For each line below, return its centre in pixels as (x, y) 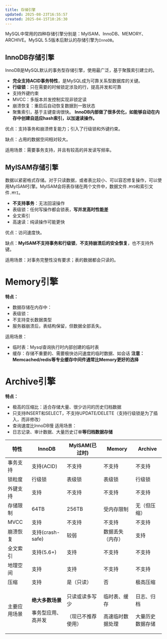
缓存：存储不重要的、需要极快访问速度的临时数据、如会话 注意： (78, 353)
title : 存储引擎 (20, 10)
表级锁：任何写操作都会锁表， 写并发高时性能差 (60, 209)
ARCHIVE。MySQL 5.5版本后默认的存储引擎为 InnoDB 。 (61, 40)
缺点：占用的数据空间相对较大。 (38, 140)
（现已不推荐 (82, 616)
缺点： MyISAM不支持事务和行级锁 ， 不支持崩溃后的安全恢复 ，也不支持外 (80, 243)
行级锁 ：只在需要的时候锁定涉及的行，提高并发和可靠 (67, 87)
